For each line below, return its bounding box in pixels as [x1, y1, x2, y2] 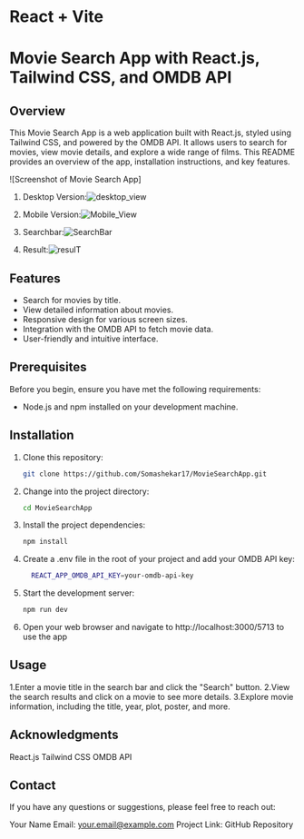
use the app [22, 631, 68, 642]
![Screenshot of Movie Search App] [9, 174, 142, 185]
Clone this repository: [22, 451, 103, 462]
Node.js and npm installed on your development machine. [22, 401, 239, 412]
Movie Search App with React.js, [9, 48, 260, 69]
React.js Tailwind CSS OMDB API [9, 751, 132, 762]
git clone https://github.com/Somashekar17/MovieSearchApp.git [22, 469, 268, 479]
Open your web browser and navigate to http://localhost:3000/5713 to [22, 622, 284, 632]
